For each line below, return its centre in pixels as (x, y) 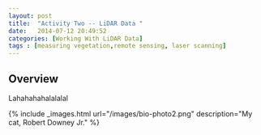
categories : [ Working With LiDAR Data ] (76, 38)
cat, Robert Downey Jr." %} (54, 122)
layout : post (30, 16)
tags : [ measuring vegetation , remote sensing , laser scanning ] (118, 46)
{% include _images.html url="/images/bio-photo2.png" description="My (130, 113)
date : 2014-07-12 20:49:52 (58, 31)
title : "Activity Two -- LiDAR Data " (76, 23)
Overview (34, 79)
